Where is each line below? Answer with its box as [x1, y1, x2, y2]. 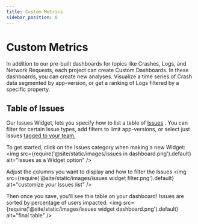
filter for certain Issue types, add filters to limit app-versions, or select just [6, 126, 191, 133]
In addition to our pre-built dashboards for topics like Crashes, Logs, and [6, 60, 187, 67]
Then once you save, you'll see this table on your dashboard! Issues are [6, 193, 185, 200]
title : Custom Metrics [6, 8, 63, 15]
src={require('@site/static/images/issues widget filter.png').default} [6, 175, 175, 182]
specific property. [6, 86, 51, 93]
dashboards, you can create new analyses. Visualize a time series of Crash [6, 73, 193, 80]
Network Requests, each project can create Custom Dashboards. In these [6, 67, 189, 74]
